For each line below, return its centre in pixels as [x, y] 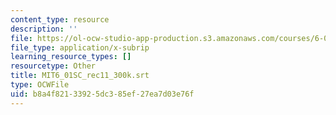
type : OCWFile [40, 85]
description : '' [44, 29]
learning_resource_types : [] [71, 57]
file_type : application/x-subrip [80, 47]
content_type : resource [60, 19]
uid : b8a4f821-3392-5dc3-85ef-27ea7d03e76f [102, 94]
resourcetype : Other [53, 66]
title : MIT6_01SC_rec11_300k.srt [80, 76]
